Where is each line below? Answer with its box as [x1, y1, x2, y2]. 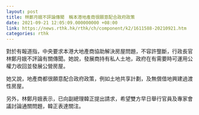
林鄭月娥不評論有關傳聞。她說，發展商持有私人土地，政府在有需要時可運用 [6, 55, 188, 62]
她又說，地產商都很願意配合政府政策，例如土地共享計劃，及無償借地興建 [6, 75, 182, 82]
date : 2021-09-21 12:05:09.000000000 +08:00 [6, 20, 118, 25]
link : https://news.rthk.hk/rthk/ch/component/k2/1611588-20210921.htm [6, 25, 187, 31]
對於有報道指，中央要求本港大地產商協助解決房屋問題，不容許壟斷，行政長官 [6, 48, 193, 55]
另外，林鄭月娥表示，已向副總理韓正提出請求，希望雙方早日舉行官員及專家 [6, 95, 188, 103]
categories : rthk [6, 31, 49, 37]
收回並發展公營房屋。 [16, 63, 69, 70]
